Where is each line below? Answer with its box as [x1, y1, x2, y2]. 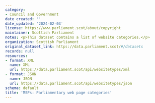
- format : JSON [5, 72, 37, 77]
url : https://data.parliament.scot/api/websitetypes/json [9, 81, 133, 86]
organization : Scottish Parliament [5, 40, 79, 45]
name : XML [9, 62, 30, 67]
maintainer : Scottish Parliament [5, 30, 75, 35]
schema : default [5, 85, 39, 91]
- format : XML [5, 58, 35, 63]
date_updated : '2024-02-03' [5, 21, 64, 26]
